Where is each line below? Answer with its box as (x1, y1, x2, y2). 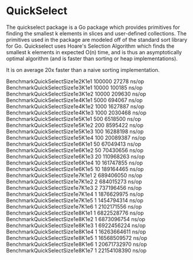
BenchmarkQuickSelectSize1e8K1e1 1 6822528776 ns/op (6, 209, 144, 216)
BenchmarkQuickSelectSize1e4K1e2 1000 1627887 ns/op (6, 103, 145, 110)
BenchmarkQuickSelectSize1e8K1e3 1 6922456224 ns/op (6, 222, 146, 229)
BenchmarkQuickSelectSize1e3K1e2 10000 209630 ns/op (6, 90, 146, 97)
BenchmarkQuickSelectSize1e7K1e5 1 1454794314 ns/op (6, 196, 143, 204)
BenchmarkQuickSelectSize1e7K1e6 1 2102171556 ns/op (6, 203, 142, 210)
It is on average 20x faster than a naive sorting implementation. (6, 66, 160, 73)
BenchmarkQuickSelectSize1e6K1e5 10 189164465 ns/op (6, 165, 144, 172)
